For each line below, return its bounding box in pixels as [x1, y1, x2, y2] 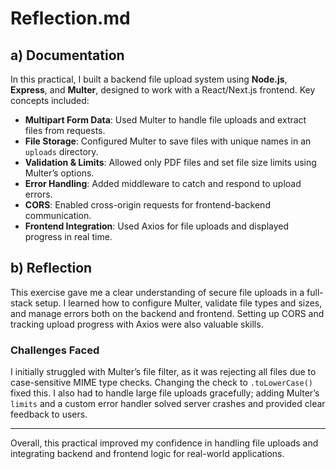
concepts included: [10, 95, 90, 106]
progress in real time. [24, 231, 113, 242]
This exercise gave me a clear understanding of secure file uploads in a [10, 286, 305, 298]
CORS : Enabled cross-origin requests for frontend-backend [24, 199, 271, 211]
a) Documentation [10, 47, 125, 64]
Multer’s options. [24, 167, 95, 179]
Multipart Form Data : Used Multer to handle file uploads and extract [24, 114, 307, 126]
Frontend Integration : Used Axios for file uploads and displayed [24, 220, 290, 232]
